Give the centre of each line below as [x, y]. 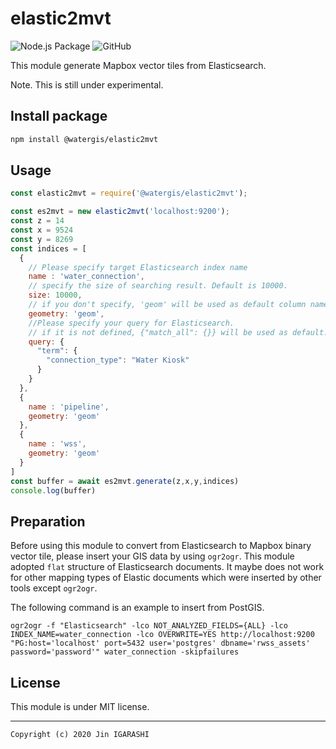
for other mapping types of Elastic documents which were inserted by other [166, 578]
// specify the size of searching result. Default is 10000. [158, 286]
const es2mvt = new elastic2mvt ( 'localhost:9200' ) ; [120, 212]
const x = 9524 [42, 230]
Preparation [48, 521]
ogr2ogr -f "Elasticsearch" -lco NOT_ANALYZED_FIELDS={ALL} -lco [149, 626]
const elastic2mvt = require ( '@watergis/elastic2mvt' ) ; [129, 193]
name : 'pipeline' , [69, 407]
